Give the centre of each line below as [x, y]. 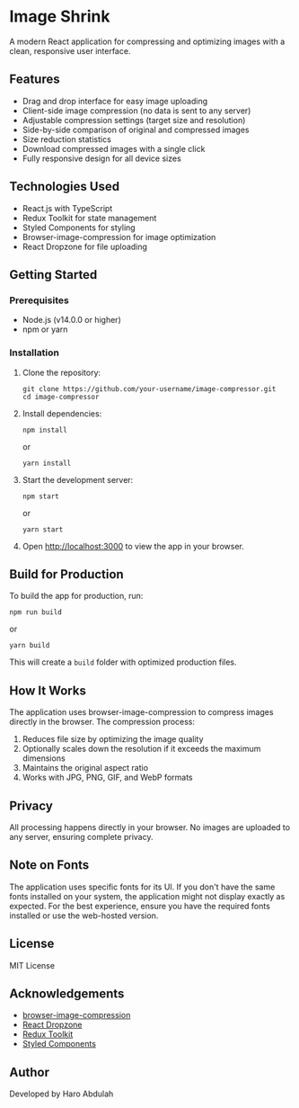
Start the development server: [78, 479]
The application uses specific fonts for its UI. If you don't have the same [142, 887]
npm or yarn [45, 329]
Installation [35, 353]
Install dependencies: [62, 413]
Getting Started [53, 275]
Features [35, 80]
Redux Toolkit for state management [89, 218]
